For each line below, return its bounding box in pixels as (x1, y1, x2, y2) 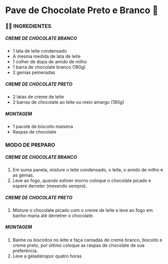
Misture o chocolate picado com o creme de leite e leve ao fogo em (12, 207, 153, 213)
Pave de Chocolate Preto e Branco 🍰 (5, 5, 158, 16)
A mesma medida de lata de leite (12, 53, 81, 60)
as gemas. (12, 172, 34, 178)
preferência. (12, 247, 38, 253)
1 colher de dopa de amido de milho (12, 59, 87, 65)
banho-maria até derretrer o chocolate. (12, 212, 94, 218)
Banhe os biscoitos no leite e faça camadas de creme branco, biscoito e (12, 237, 162, 243)
